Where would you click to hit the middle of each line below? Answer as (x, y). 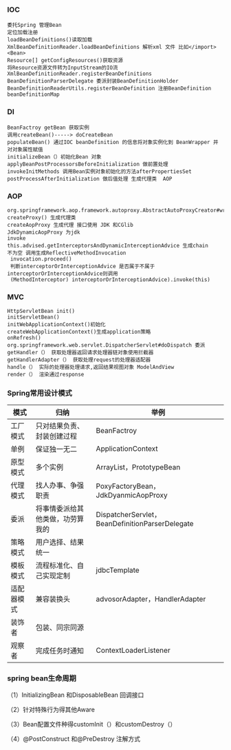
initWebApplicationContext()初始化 (56, 325)
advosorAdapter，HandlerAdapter (151, 599)
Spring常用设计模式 (40, 393)
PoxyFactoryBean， (128, 486)
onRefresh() (24, 338)
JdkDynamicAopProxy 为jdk (44, 232)
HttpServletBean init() (41, 312)
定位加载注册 (23, 32)
